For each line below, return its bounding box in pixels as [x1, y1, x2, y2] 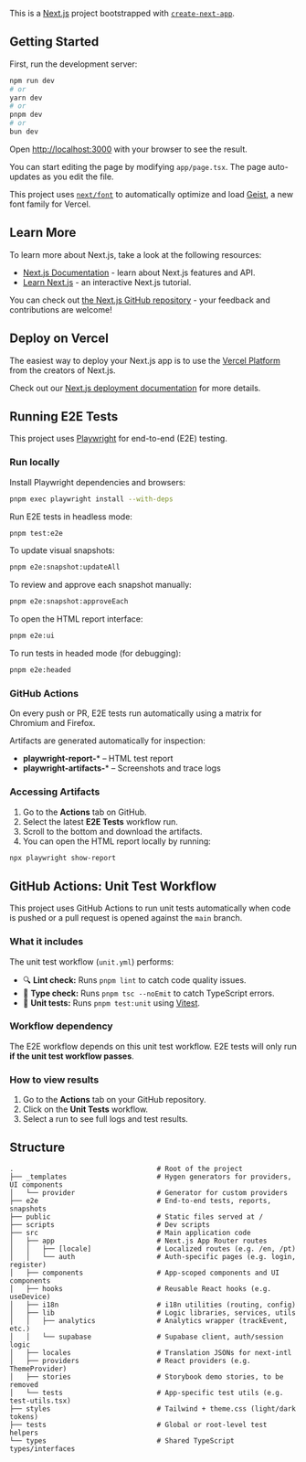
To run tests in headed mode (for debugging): [9, 648, 182, 659]
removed [9, 1380, 39, 1389]
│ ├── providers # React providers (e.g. [9, 1356, 251, 1365]
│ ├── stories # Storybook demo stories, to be [9, 1371, 284, 1382]
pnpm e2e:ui [9, 631, 55, 641]
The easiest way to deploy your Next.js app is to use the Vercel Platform [9, 355, 281, 366]
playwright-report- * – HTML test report [22, 753, 174, 764]
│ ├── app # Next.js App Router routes [9, 1236, 268, 1245]
